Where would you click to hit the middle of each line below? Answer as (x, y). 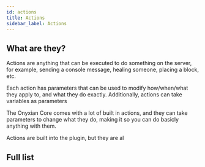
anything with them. (32, 126)
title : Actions (26, 18)
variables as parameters (37, 101)
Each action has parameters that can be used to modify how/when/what (97, 88)
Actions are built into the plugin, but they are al (65, 138)
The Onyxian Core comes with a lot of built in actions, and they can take (97, 113)
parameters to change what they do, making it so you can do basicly (93, 120)
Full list (20, 157)
